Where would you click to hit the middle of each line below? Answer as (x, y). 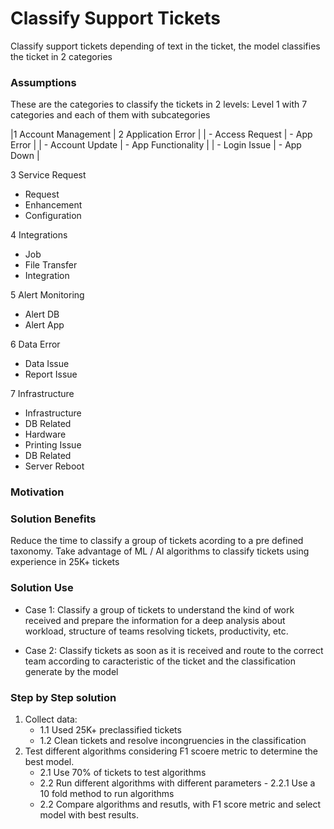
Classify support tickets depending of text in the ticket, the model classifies (165, 46)
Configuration (53, 216)
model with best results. (89, 815)
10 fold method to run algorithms (107, 794)
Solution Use (42, 588)
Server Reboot (54, 466)
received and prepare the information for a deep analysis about (155, 620)
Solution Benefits (53, 519)
